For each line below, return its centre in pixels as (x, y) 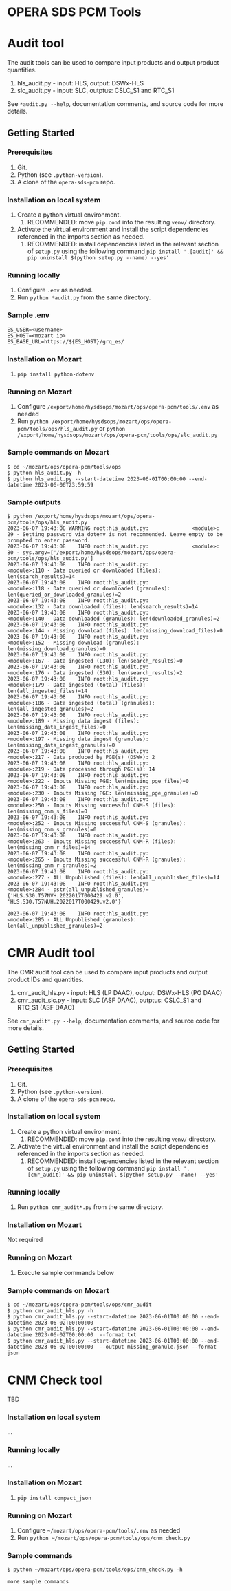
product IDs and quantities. (45, 979)
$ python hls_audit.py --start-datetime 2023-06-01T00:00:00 (97, 479)
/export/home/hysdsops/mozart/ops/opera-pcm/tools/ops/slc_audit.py (117, 435)
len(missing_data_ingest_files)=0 (57, 727)
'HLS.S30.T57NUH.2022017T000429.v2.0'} (64, 901)
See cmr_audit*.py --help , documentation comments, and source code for (113, 1021)
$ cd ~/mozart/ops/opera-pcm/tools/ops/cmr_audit (80, 1305)
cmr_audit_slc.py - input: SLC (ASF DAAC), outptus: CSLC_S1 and (109, 1000)
